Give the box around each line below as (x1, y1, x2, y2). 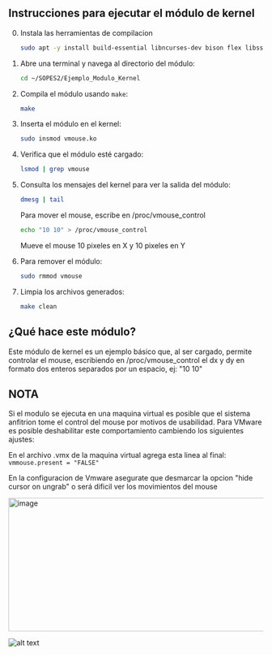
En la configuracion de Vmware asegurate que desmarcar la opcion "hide (8, 473, 253, 483)
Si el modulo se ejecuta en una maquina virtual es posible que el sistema (8, 409, 251, 419)
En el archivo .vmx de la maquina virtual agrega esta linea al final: (8, 450, 227, 460)
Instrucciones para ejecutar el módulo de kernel (8, 6, 255, 20)
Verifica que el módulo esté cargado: (19, 149, 144, 159)
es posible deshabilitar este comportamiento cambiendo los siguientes (8, 426, 244, 436)
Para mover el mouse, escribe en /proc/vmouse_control (19, 210, 206, 220)
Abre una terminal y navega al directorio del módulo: (19, 58, 196, 68)
